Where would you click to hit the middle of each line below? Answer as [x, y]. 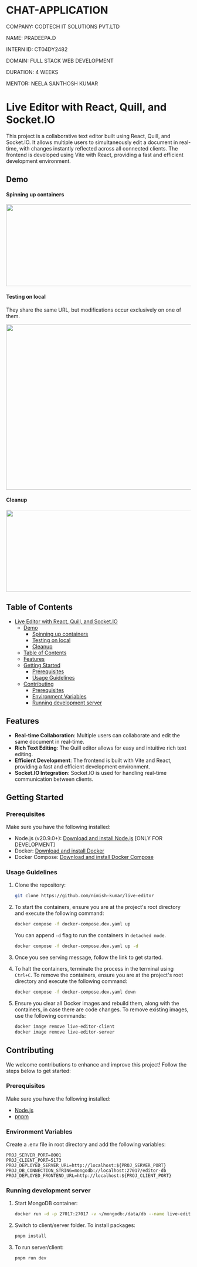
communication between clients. [54, 779]
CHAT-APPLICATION [57, 10]
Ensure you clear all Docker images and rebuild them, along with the [97, 1003]
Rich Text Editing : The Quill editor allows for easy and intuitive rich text [100, 748]
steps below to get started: [39, 1071]
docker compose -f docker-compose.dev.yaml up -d [77, 946]
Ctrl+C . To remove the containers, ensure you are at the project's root [99, 975]
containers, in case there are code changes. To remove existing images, [101, 1009]
